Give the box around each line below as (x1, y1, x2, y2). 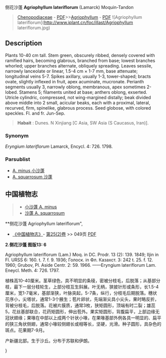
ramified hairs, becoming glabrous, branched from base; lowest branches (5, 58, 155, 63)
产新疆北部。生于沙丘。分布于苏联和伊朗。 (5, 338, 92, 344)
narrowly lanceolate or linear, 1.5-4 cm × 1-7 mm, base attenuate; (5, 68, 138, 74)
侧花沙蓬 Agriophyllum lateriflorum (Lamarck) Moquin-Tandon (5, 4, 134, 10)
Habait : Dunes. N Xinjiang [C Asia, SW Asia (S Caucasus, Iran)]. (17, 119, 149, 125)
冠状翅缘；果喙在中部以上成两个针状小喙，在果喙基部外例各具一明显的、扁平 (5, 315, 162, 321)
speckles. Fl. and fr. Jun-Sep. (5, 110, 65, 116)
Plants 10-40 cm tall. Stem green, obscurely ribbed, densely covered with (5, 52, 155, 58)
